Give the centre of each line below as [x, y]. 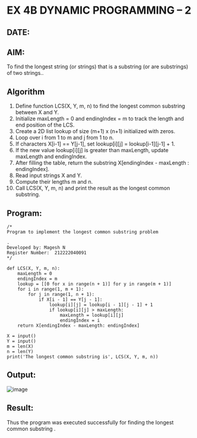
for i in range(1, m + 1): [51, 289]
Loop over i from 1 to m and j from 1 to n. [65, 138]
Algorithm [26, 92]
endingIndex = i [80, 321]
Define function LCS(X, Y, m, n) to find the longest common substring [100, 106]
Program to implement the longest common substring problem [83, 232]
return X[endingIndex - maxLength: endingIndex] [79, 326]
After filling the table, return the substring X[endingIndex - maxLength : [102, 163]
